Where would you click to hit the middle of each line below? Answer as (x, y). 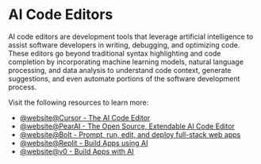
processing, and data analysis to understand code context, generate (120, 70)
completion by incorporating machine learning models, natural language (126, 62)
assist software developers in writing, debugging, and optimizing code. (124, 44)
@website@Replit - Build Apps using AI (84, 143)
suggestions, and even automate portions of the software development (124, 78)
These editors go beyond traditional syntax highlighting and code (115, 53)
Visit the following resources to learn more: (79, 102)
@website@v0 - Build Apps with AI (77, 151)
